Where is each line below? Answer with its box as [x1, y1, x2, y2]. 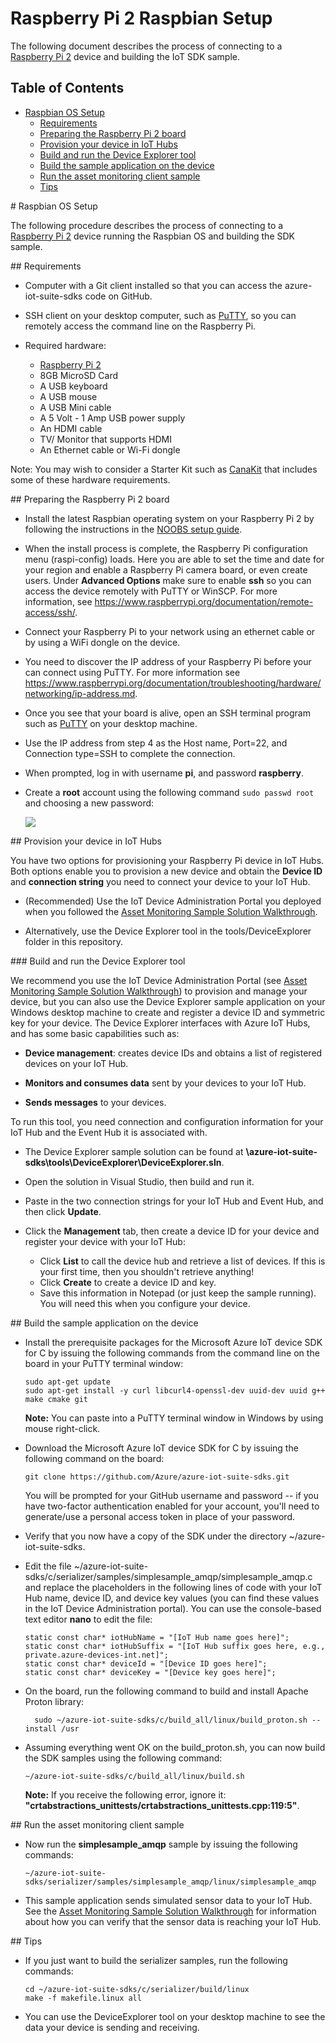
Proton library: [24, 1695, 85, 1707]
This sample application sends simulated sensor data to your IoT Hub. [24, 1894, 313, 1906]
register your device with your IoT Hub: [24, 1235, 186, 1247]
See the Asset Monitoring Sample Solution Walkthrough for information [24, 1905, 317, 1917]
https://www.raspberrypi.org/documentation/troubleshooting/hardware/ [24, 677, 322, 689]
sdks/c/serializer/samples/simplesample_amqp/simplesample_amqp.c [24, 1570, 313, 1582]
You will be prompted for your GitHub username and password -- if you [24, 1489, 320, 1501]
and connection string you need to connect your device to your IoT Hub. [10, 875, 311, 887]
